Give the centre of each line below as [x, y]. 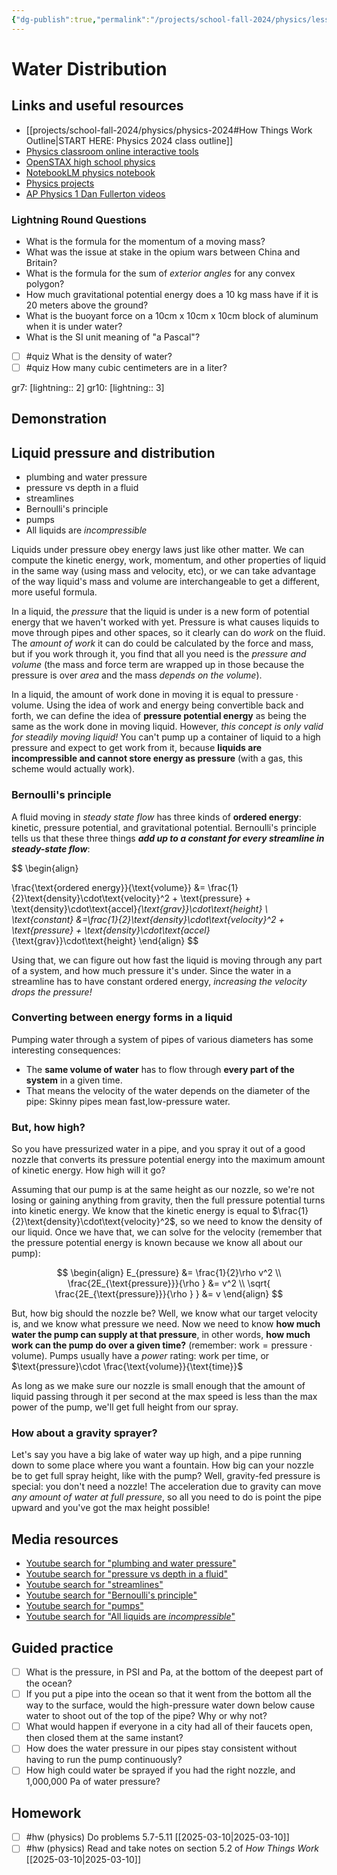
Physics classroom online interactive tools [112, 151]
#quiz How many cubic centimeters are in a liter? [126, 367]
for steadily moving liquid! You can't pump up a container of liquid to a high [166, 737]
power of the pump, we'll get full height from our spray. [125, 1407]
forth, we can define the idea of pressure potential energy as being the [159, 716]
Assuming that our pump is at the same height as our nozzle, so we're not [163, 1190]
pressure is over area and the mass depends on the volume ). [137, 675]
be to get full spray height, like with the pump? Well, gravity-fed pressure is [166, 1476]
